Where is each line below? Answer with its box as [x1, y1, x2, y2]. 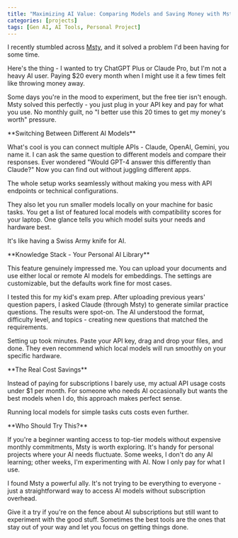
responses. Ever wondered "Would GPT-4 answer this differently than [7, 158, 211, 166]
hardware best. [7, 223, 52, 231]
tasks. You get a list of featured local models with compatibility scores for [7, 208, 222, 217]
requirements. [7, 323, 48, 331]
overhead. [7, 494, 38, 503]
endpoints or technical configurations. [7, 187, 119, 195]
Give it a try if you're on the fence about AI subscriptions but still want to [7, 508, 219, 517]
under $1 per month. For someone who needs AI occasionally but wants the [7, 387, 228, 395]
